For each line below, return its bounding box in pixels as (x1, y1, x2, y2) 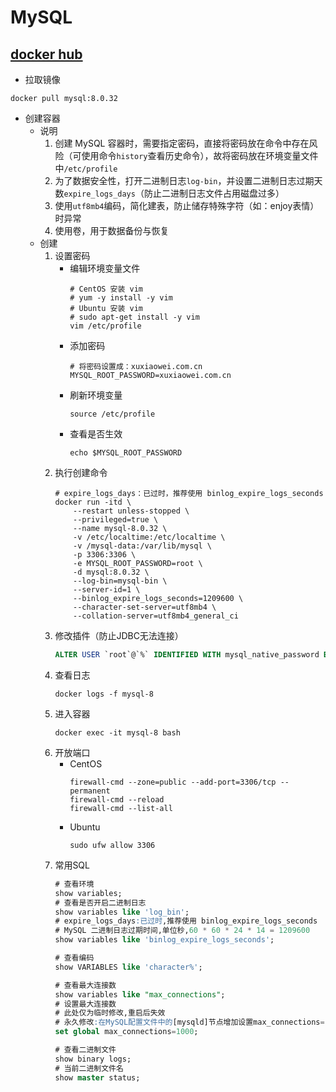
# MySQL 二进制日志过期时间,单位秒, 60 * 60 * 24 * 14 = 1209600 (54, 926, 311, 936)
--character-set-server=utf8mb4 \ (73, 602, 217, 612)
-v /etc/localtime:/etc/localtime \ (73, 532, 226, 542)
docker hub (10, 46, 83, 63)
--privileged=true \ (73, 515, 159, 525)
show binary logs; (54, 1054, 132, 1064)
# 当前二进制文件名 (54, 1063, 124, 1073)
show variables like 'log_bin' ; (54, 907, 190, 917)
